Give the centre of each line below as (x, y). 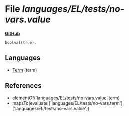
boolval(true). (21, 43)
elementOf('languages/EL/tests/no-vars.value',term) (66, 98)
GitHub (13, 33)
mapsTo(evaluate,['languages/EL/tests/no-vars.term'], (68, 103)
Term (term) (25, 70)
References (23, 86)
